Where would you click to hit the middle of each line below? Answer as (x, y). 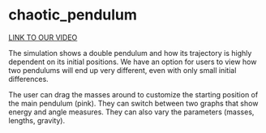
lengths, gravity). (37, 120)
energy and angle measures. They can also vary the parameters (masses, (131, 112)
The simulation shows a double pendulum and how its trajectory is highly (130, 53)
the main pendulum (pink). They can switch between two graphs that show (133, 103)
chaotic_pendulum (73, 15)
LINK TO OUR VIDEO (43, 37)
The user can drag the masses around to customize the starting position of (133, 94)
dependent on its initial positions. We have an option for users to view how (133, 62)
